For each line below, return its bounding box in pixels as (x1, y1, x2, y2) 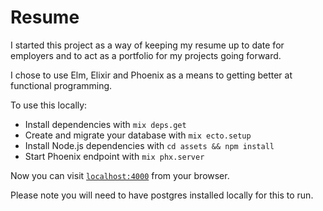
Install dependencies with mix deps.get (24, 118, 187, 130)
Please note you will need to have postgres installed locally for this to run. (10, 189, 314, 201)
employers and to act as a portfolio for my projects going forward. (10, 49, 282, 61)
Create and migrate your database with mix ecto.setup (24, 129, 252, 141)
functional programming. (10, 79, 113, 91)
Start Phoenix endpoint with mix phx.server (24, 150, 205, 162)
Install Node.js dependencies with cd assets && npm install (24, 139, 275, 151)
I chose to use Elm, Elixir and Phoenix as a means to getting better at (10, 69, 293, 81)
